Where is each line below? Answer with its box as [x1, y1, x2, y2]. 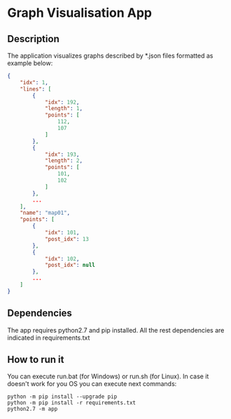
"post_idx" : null [44, 262, 96, 269]
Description [7, 33, 59, 45]
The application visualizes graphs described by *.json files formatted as [7, 51, 213, 60]
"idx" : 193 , [44, 151, 80, 158]
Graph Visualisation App [7, 5, 153, 21]
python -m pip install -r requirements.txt [7, 399, 136, 406]
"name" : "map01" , [20, 209, 71, 217]
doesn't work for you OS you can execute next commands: [7, 380, 177, 388]
